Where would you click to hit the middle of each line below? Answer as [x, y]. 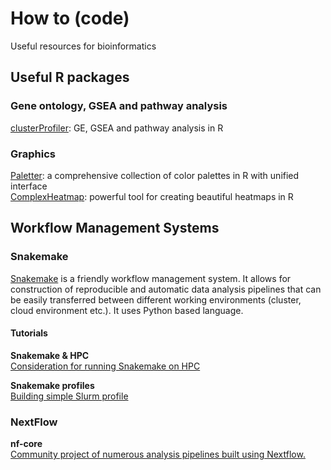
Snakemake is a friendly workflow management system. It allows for [151, 278]
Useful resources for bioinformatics [83, 46]
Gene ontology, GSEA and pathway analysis [119, 106]
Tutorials [29, 333]
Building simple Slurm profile [69, 396]
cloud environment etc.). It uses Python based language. [127, 310]
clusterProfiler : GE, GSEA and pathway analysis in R [117, 128]
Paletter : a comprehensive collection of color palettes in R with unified [155, 175]
